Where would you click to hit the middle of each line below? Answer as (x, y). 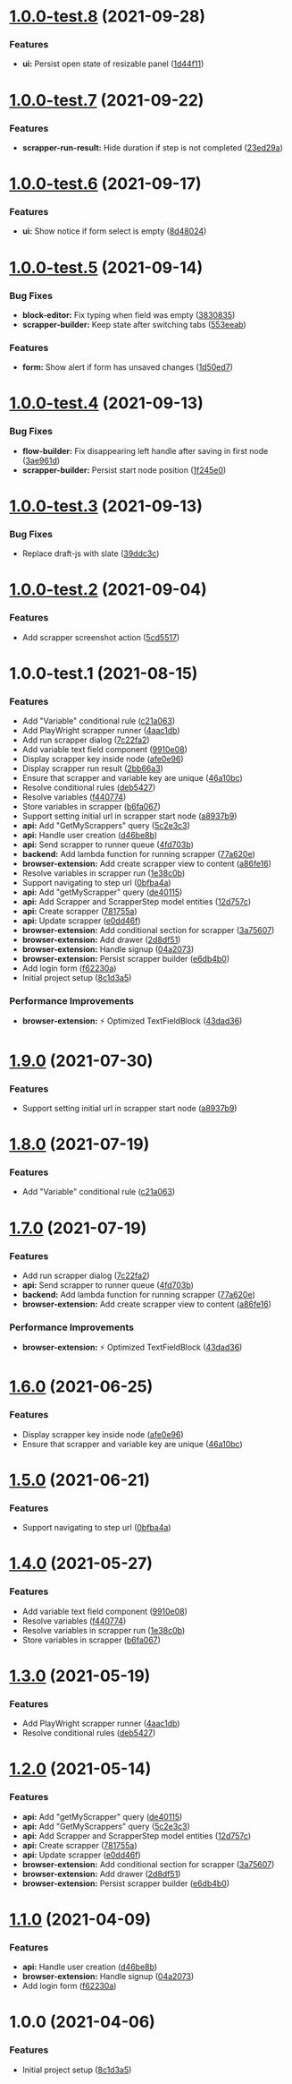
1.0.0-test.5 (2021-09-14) (106, 267)
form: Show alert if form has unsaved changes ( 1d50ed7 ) (128, 367)
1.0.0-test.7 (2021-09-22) (107, 100)
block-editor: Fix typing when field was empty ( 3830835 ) (129, 314)
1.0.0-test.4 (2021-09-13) (106, 403)
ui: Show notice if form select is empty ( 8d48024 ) (114, 231)
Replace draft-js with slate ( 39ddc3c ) (91, 553)
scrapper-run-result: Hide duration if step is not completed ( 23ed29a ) (152, 147)
